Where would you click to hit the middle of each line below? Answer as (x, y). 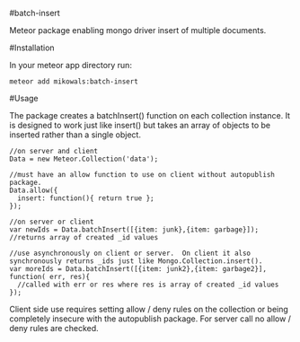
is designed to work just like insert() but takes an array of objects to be (140, 125)
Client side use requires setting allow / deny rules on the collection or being (149, 309)
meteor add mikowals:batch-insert (74, 82)
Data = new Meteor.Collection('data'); (84, 159)
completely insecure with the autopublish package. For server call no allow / (150, 319)
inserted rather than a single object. (75, 135)
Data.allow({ (34, 190)
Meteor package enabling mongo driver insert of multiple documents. (138, 30)
